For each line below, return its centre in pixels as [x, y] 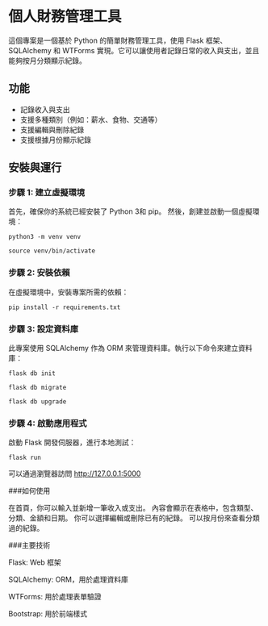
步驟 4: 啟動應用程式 [48, 423]
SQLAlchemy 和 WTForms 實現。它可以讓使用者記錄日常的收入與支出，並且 [134, 50]
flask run [25, 458]
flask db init [32, 374]
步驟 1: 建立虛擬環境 [47, 193]
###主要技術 [29, 545]
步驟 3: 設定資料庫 [44, 329]
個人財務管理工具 [65, 17]
